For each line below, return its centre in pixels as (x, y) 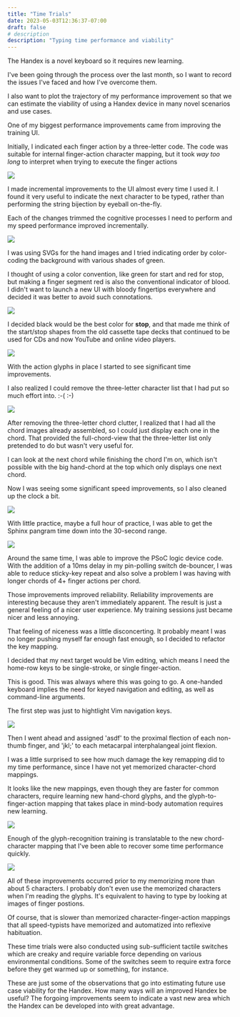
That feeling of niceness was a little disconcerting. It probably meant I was (117, 631)
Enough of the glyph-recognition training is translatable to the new (105, 838)
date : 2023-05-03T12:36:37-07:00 (57, 21)
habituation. (25, 933)
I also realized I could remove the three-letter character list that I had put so (119, 388)
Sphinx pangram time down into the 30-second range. (87, 531)
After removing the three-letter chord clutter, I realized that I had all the (111, 423)
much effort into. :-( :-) (41, 396)
